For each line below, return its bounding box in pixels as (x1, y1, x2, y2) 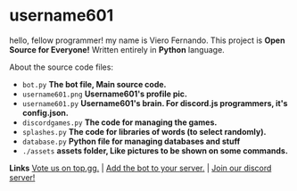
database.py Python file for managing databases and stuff (21, 136, 241, 146)
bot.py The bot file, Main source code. (21, 79, 167, 89)
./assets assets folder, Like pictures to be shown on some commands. (21, 145, 288, 156)
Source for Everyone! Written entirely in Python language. (9, 44, 225, 54)
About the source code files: (9, 62, 114, 72)
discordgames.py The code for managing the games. (21, 117, 218, 128)
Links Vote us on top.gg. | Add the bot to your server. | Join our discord (9, 162, 272, 173)
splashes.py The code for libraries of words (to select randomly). (21, 126, 267, 137)
